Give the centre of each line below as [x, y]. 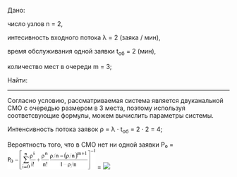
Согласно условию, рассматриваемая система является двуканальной [115, 100]
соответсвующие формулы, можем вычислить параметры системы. [110, 115]
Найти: [18, 80]
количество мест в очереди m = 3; [60, 66]
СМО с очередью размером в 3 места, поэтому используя [96, 108]
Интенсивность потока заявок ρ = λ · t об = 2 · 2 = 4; [85, 130]
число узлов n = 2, [35, 24]
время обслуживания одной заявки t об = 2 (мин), [82, 52]
